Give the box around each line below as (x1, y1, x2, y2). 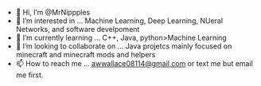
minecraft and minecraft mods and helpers (15, 50, 156, 59)
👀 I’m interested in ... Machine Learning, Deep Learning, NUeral (15, 16, 224, 25)
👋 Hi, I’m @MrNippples (15, 8, 91, 17)
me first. (15, 70, 44, 80)
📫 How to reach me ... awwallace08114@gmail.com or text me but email (15, 59, 253, 68)
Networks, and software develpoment (15, 25, 140, 33)
